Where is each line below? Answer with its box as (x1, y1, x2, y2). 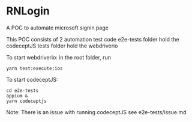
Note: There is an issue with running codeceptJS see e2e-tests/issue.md (6, 108, 187, 115)
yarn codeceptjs (6, 98, 47, 104)
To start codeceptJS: (6, 76, 58, 83)
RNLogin (6, 4, 50, 18)
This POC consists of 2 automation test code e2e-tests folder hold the (6, 35, 179, 43)
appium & (6, 93, 28, 99)
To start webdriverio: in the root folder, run (6, 53, 111, 61)
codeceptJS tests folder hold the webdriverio (6, 42, 118, 49)
